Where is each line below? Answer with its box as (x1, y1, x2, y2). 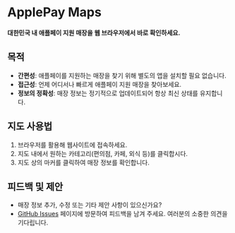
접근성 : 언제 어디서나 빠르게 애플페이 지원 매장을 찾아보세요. (17, 80, 182, 88)
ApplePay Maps (7, 4, 102, 20)
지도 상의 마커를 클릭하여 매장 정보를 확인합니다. (17, 158, 150, 167)
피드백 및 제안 (7, 181, 64, 193)
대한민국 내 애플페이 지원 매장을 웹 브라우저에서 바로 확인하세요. (7, 28, 181, 37)
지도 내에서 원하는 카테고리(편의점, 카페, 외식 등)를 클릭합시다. (17, 149, 188, 157)
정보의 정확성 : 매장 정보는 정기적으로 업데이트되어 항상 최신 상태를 (17, 89, 199, 97)
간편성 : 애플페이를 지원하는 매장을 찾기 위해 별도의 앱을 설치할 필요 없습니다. (17, 71, 227, 80)
